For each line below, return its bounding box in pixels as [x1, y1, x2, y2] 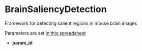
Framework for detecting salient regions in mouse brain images [5, 20, 137, 26]
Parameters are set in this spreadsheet [5, 30, 86, 36]
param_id [12, 39, 33, 46]
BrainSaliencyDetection [5, 4, 107, 15]
